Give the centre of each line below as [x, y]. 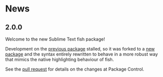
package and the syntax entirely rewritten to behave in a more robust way [82, 54]
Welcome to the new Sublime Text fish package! [55, 39]
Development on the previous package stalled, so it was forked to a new [80, 49]
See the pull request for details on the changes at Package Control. [75, 69]
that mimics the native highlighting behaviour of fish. [60, 59]
